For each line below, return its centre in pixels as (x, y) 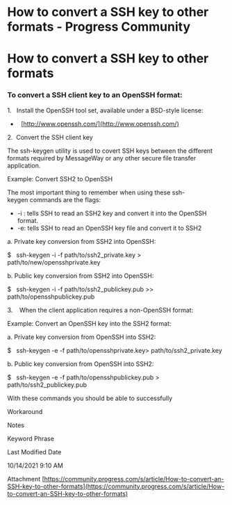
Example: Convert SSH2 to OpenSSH (60, 179)
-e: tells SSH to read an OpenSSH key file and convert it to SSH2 (109, 228)
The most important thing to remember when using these (89, 192)
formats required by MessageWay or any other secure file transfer (102, 158)
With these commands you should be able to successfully (90, 398)
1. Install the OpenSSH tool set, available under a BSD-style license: (105, 110)
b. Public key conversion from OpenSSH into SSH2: (81, 364)
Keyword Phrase (31, 438)
